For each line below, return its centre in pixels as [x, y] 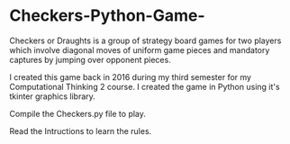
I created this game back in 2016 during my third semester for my [131, 76]
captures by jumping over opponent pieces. [90, 59]
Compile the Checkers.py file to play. [78, 113]
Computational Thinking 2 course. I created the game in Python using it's [145, 86]
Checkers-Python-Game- [107, 16]
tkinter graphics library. [53, 96]
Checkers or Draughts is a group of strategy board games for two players [145, 40]
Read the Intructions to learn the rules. [81, 130]
